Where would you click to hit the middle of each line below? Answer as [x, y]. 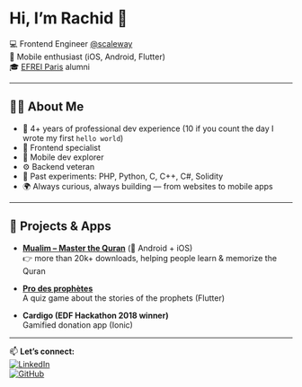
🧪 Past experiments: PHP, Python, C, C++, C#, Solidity [123, 176]
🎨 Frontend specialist [61, 147]
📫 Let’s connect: [42, 351]
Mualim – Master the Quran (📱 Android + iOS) [107, 248]
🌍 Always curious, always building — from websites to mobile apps [147, 186]
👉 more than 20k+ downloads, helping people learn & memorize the [149, 258]
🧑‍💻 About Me [47, 107]
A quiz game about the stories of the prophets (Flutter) [124, 298]
